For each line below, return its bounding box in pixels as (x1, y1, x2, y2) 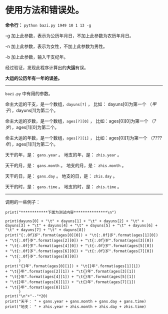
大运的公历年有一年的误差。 (5, 75, 62, 81)
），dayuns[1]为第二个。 (9, 107, 58, 113)
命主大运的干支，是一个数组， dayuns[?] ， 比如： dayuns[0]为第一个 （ (5, 101, 152, 107)
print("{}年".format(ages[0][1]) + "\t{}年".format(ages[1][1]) (5, 263, 140, 268)
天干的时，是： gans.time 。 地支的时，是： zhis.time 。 (5, 183, 122, 189)
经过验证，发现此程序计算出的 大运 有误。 (5, 64, 88, 70)
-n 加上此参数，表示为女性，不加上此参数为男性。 (5, 43, 107, 49)
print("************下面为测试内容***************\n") (5, 209, 116, 215)
